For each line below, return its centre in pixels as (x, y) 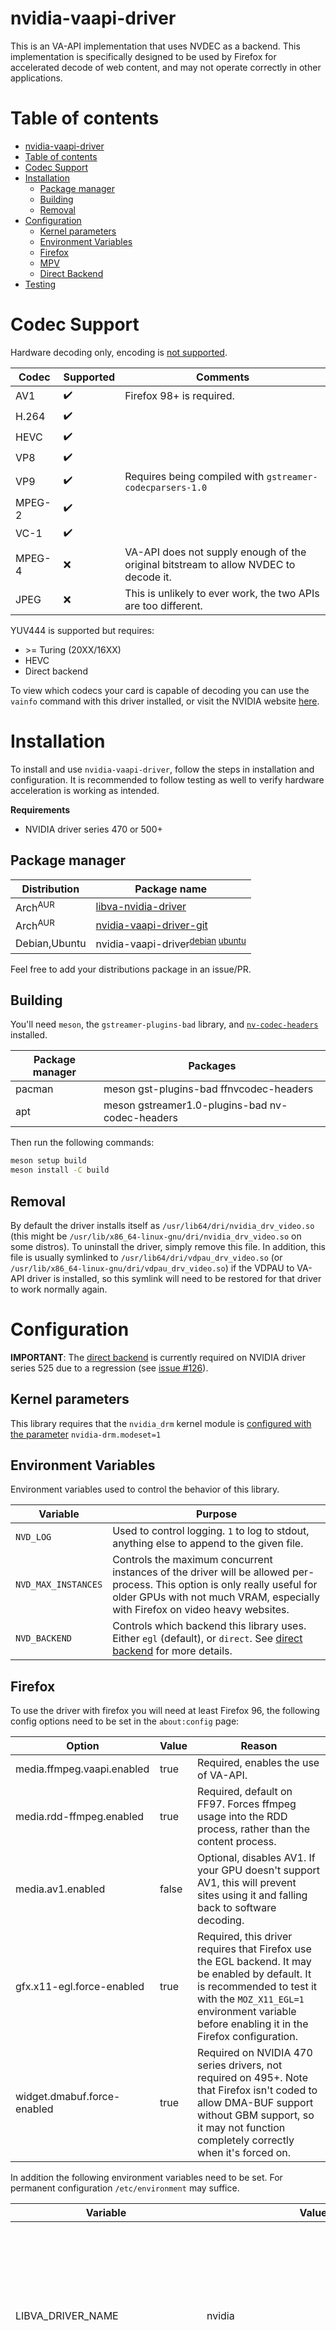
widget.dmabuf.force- (68, 2097)
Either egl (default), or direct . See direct (207, 1639)
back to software (237, 1908)
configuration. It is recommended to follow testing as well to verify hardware (167, 779)
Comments (223, 377)
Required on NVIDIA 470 (255, 2053)
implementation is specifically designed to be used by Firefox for (143, 56)
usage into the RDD (242, 1817)
